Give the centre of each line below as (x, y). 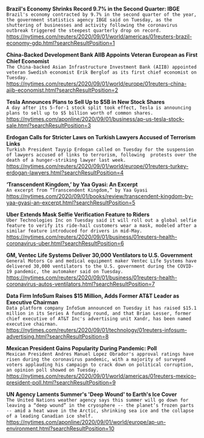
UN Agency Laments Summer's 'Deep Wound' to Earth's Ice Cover (92, 394)
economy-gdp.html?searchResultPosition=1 (61, 43)
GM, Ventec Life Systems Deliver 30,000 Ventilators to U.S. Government (100, 255)
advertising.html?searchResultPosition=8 (58, 336)
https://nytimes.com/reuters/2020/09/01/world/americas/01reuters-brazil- (99, 36)
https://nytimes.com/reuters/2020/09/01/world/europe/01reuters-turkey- (97, 166)
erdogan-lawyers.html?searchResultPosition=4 (65, 172)
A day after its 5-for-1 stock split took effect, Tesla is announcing (99, 108)
